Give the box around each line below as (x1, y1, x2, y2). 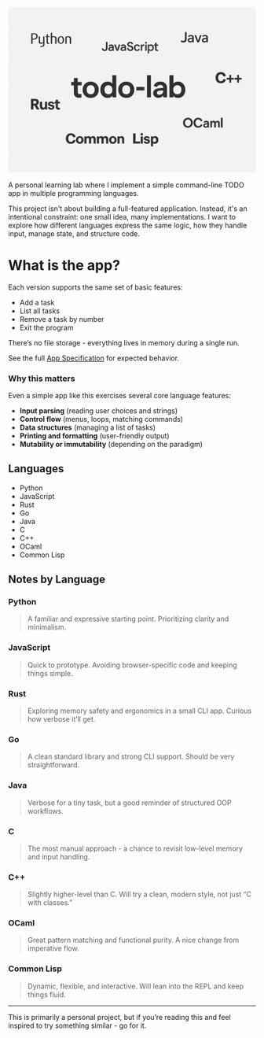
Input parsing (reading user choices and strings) (19, 405, 178, 416)
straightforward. (27, 760, 80, 770)
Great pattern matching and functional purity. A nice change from (27, 936, 240, 945)
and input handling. (27, 851, 90, 861)
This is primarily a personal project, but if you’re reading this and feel (8, 1012, 231, 1021)
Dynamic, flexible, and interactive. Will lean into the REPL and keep (27, 981, 244, 991)
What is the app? (8, 256, 120, 274)
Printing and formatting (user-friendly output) (19, 430, 170, 440)
